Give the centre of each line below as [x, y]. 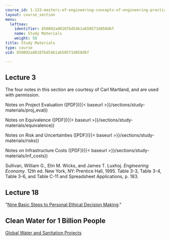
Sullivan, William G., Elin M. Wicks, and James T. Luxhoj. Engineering [77, 166]
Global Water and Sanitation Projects [44, 233]
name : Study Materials [38, 33]
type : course [19, 48]
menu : [11, 19]
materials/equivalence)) [30, 125]
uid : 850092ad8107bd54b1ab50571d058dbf [47, 52]
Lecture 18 [22, 193]
